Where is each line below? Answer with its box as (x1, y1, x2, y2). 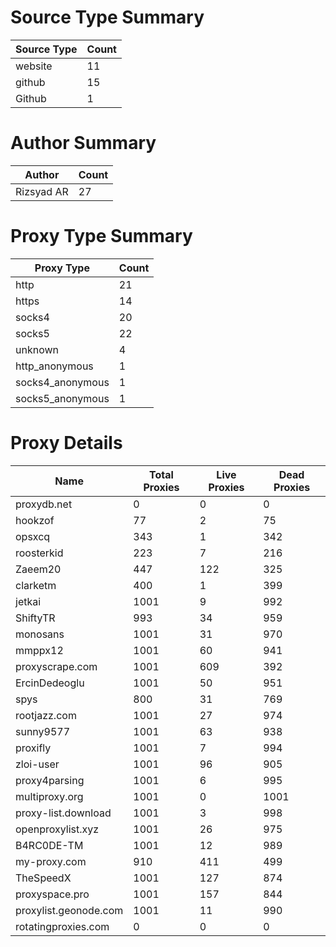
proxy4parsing (15, 773, 85, 787)
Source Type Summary (10, 6, 205, 29)
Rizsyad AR (15, 184, 69, 198)
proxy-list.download (15, 806, 112, 820)
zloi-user (15, 757, 60, 771)
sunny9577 (15, 724, 71, 738)
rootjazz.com (15, 708, 77, 722)
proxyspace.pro (15, 887, 90, 901)
